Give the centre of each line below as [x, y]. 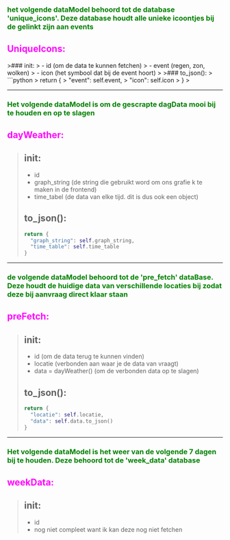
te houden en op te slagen [51, 113]
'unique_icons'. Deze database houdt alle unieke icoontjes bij [111, 18]
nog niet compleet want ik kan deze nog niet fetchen [108, 529]
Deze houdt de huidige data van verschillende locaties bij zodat [115, 286]
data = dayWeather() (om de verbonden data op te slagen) [117, 371]
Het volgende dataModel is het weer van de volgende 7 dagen [112, 451]
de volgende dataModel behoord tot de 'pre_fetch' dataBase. [110, 277]
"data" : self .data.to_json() [72, 421]
